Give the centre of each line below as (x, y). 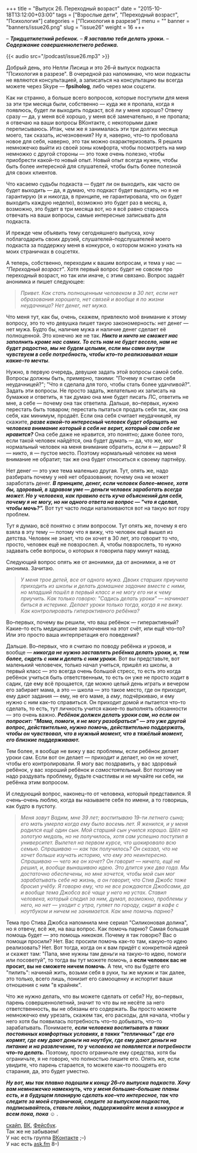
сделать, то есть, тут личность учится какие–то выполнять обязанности (96, 708)
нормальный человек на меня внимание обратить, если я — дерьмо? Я (96, 447)
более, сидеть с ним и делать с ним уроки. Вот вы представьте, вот (93, 658)
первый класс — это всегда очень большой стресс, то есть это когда (94, 671)
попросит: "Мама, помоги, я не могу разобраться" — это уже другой (96, 721)
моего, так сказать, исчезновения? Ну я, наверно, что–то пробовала (92, 135)
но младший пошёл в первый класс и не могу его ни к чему (96, 592)
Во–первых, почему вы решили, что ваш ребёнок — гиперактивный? (92, 622)
